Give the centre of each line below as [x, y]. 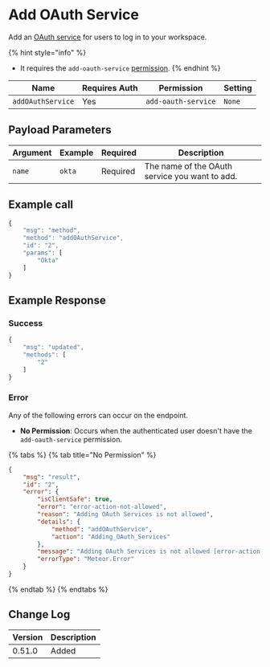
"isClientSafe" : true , [75, 499]
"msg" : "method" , [52, 230]
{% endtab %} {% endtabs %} [58, 589]
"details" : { [59, 522]
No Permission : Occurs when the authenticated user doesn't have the [136, 430]
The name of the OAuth [188, 166]
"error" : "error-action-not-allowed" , [102, 507]
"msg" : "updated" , [53, 348]
